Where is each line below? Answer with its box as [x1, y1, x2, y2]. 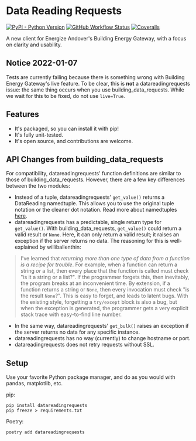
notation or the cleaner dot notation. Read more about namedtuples [14, 206, 177, 213]
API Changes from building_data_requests [6, 154, 164, 164]
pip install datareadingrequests [6, 403, 88, 409]
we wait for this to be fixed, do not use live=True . [6, 92, 125, 99]
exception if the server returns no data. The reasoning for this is [14, 238, 169, 245]
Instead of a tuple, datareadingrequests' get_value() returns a [14, 194, 165, 201]
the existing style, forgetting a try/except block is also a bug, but [20, 298, 177, 306]
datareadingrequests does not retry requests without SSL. [14, 341, 155, 348]
